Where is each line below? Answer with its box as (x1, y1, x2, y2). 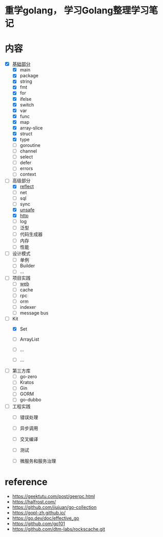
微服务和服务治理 (19, 458, 56, 464)
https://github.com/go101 (12, 520, 65, 527)
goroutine (19, 142, 40, 148)
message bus (19, 309, 49, 316)
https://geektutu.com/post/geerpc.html (12, 493, 95, 499)
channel (19, 148, 37, 154)
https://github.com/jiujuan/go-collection (12, 504, 97, 510)
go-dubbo (19, 397, 42, 403)
